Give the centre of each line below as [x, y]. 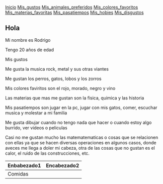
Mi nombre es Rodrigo [28, 40]
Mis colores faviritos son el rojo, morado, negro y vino [60, 88]
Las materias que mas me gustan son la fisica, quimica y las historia [75, 98]
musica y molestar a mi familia [36, 113]
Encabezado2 [63, 165]
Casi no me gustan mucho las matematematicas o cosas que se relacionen [82, 137]
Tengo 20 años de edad [30, 50]
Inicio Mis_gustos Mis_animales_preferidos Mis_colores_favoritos [72, 7]
